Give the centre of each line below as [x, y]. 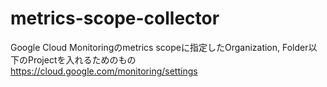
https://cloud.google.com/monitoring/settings [104, 71]
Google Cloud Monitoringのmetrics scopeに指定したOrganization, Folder [159, 47]
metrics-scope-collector [115, 18]
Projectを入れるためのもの [82, 59]
